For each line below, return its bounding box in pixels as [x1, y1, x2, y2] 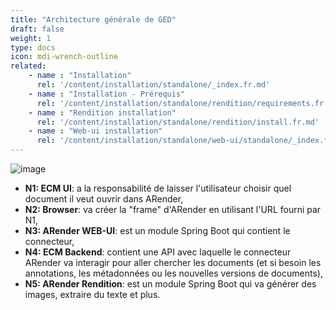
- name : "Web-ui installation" [28, 126, 163, 136]
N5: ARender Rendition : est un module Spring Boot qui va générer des [24, 278, 317, 290]
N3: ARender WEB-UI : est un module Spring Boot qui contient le [24, 225, 291, 236]
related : [10, 61, 47, 71]
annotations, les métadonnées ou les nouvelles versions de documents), [24, 267, 323, 279]
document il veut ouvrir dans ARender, [24, 193, 184, 205]
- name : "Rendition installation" [28, 107, 177, 118]
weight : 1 [10, 33, 52, 43]
